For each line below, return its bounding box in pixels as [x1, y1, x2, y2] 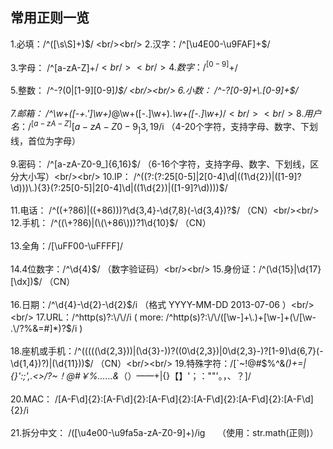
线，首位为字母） [10, 134, 81, 147]
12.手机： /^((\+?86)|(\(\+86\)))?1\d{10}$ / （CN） [10, 216, 212, 228]
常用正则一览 [10, 9, 90, 27]
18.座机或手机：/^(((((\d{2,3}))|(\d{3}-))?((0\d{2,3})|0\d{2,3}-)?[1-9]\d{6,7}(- [10, 344, 324, 357]
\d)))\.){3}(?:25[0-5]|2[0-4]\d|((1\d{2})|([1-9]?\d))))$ [10, 181, 225, 193]
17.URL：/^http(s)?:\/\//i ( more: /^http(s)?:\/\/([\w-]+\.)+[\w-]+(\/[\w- [35, 311, 317, 323]
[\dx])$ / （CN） [10, 275, 76, 287]
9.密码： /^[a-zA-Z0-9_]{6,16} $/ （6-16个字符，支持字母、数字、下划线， [10, 158, 311, 170]
